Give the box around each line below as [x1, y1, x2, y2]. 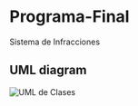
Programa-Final [9, 6, 130, 27]
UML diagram [9, 63, 87, 78]
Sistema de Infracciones [9, 36, 101, 47]
